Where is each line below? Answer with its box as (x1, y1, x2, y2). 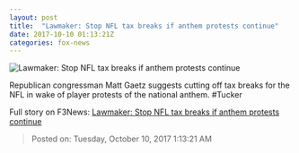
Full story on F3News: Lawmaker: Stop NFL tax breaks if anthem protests (9, 106, 280, 117)
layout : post (9, 13, 58, 22)
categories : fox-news (9, 38, 91, 47)
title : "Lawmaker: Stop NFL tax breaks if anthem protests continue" (9, 21, 279, 30)
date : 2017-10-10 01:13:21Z (9, 30, 115, 38)
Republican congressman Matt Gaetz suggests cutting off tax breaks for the (9, 80, 290, 90)
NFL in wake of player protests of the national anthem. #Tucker (9, 89, 242, 100)
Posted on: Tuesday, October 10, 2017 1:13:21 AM (31, 133, 213, 144)
